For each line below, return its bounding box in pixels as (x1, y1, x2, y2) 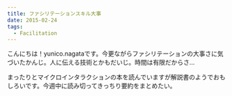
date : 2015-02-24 (7, 17, 58, 24)
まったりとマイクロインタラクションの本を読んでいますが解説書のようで (7, 73, 214, 81)
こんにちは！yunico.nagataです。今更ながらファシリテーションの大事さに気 (7, 49, 224, 58)
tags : (7, 23, 23, 30)
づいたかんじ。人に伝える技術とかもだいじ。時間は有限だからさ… (7, 58, 195, 67)
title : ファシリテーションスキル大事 (7, 10, 102, 17)
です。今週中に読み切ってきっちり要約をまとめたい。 (25, 81, 176, 90)
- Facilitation (13, 29, 58, 37)
